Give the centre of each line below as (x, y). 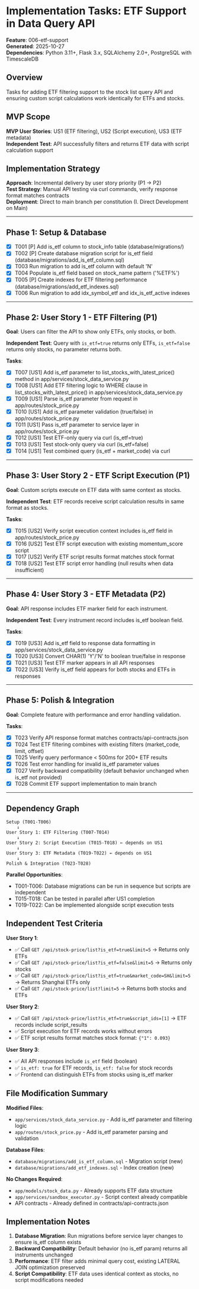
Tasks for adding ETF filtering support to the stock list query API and (90, 92)
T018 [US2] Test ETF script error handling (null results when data (94, 563)
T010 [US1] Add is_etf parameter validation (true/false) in (84, 411)
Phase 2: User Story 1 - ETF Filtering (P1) (82, 317)
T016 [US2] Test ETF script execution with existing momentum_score (99, 544)
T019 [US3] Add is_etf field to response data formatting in (85, 643)
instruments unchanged (44, 1255)
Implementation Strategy (53, 168)
